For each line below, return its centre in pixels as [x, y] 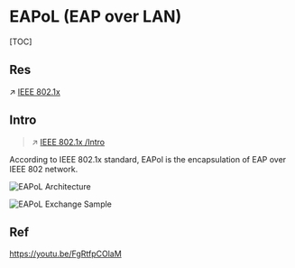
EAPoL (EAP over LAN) [96, 17]
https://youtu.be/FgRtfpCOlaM [65, 254]
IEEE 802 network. [44, 169]
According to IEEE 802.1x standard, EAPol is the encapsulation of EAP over [148, 159]
